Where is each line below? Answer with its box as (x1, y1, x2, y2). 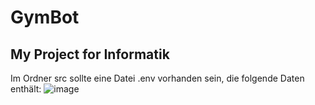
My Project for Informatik (10, 46, 170, 63)
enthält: (10, 83, 42, 95)
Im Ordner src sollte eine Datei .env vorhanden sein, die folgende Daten (10, 72, 305, 84)
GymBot (10, 6, 80, 29)
